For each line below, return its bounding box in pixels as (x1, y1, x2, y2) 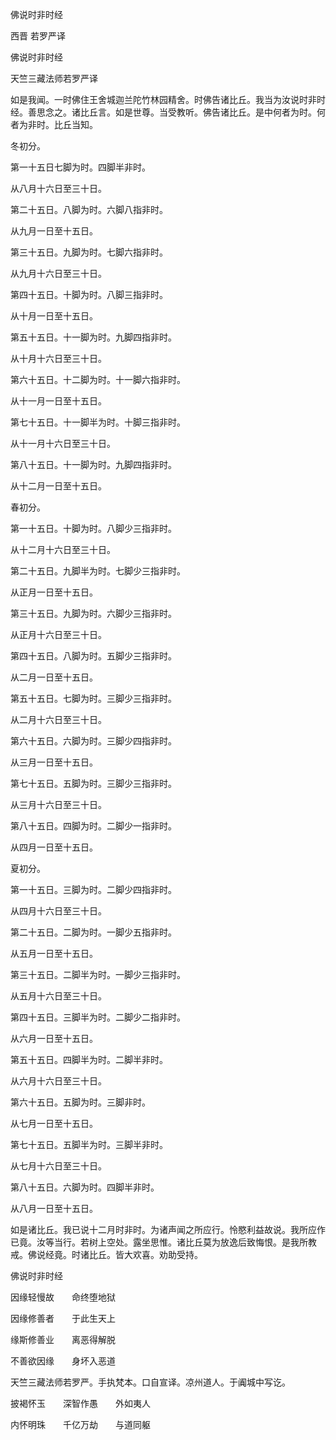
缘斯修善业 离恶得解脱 (10, 1334, 116, 1345)
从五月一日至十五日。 (10, 948, 98, 959)
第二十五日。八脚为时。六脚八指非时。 (10, 204, 168, 215)
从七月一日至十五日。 (10, 1118, 98, 1129)
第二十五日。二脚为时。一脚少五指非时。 (10, 926, 177, 938)
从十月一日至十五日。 (10, 310, 98, 322)
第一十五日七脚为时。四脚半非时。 (10, 161, 151, 173)
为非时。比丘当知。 (18, 119, 98, 130)
